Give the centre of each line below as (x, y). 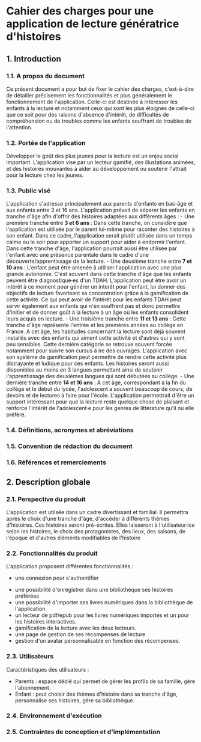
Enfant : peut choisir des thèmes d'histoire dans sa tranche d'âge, (96, 694)
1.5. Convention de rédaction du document (70, 446)
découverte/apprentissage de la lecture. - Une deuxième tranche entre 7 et (99, 261)
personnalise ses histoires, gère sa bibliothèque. (75, 700)
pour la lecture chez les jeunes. (45, 175)
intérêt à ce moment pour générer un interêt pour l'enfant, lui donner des (96, 287)
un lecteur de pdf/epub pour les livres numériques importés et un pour (102, 615)
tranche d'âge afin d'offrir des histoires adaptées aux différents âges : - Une (100, 216)
